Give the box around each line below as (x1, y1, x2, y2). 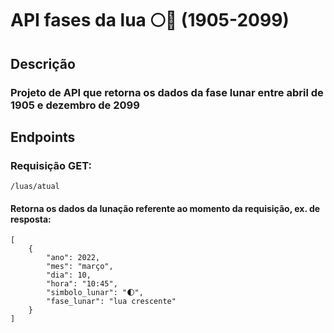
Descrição (10, 55, 76, 72)
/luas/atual (10, 182, 60, 192)
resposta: (10, 213, 52, 225)
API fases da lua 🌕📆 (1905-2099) (10, 9, 290, 32)
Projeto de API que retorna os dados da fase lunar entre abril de (10, 85, 324, 99)
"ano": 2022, (46, 253, 101, 263)
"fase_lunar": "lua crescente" (46, 297, 177, 307)
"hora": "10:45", (46, 279, 118, 289)
